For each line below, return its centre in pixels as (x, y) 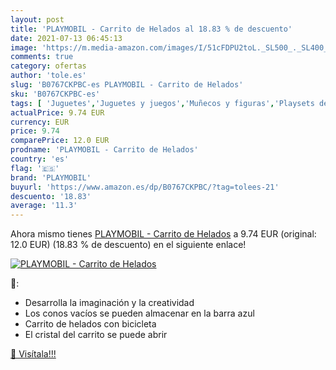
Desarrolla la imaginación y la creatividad (109, 303)
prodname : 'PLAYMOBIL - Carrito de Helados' (104, 150)
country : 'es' (40, 159)
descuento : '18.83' (51, 196)
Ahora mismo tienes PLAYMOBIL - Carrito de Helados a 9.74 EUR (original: (163, 234)
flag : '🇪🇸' (35, 168)
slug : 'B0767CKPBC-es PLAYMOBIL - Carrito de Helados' (127, 85)
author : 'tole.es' (48, 76)
